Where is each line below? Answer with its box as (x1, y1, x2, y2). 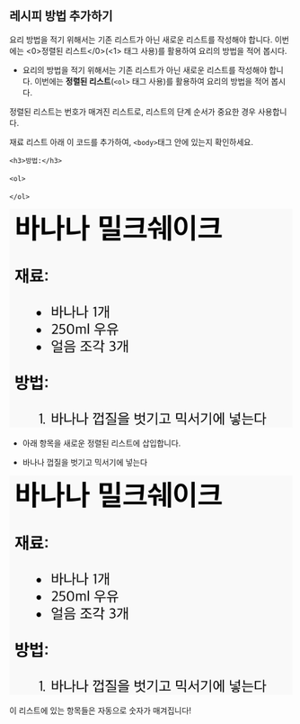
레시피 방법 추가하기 (9, 8, 113, 24)
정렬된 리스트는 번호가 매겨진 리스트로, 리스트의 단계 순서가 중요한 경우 (9, 106, 256, 117)
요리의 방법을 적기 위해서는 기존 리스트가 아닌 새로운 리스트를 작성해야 (22, 64, 268, 75)
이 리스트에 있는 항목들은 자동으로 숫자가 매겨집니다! (9, 705, 191, 716)
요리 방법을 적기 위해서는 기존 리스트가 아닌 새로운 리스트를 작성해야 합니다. (9, 34, 273, 45)
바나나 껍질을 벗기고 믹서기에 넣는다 (22, 457, 148, 468)
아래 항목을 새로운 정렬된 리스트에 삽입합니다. (22, 438, 181, 448)
